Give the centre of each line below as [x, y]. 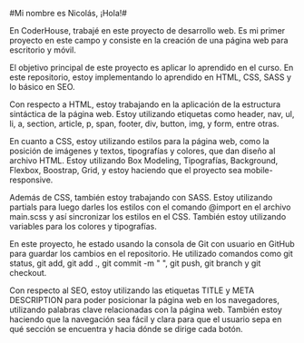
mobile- [259, 170]
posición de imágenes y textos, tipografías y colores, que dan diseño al [142, 151]
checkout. [28, 273]
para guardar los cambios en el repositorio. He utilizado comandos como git [151, 254]
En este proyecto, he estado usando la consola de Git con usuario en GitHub [152, 244]
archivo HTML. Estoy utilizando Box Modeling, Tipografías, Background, [144, 161]
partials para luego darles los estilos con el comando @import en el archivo [150, 207]
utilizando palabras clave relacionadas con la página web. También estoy [146, 309]
